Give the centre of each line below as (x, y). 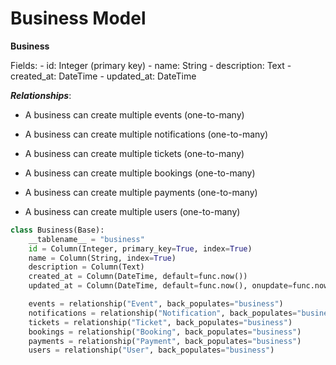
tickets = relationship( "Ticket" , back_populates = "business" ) (160, 322)
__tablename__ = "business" (86, 239)
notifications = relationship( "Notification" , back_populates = (163, 313)
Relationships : (41, 95)
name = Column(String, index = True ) (102, 258)
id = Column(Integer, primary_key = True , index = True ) (140, 248)
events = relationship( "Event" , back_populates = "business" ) (156, 304)
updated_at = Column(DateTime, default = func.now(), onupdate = (160, 286)
